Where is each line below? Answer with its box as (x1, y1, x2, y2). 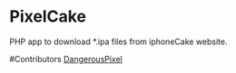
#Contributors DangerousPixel (9, 53, 123, 64)
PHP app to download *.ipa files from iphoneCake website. (9, 36, 228, 47)
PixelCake (9, 6, 86, 27)
